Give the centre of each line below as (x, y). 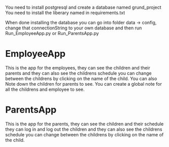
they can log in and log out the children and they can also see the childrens (84, 129)
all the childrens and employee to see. (45, 89)
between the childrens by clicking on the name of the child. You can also (81, 79)
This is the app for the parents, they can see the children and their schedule (84, 124)
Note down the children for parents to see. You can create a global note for (84, 84)
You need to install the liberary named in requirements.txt (65, 13)
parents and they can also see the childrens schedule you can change (78, 73)
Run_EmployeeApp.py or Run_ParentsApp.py (52, 33)
